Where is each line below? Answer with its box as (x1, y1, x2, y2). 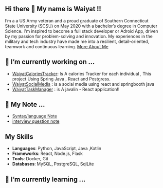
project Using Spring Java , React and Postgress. (12, 76, 111, 82)
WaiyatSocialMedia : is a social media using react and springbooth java (12, 81, 155, 87)
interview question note (12, 118, 60, 124)
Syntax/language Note (12, 113, 57, 119)
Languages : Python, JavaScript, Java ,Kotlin (12, 146, 102, 151)
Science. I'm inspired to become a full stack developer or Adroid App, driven (5, 28, 158, 34)
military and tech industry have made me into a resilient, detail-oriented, (5, 38, 149, 44)
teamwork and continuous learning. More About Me (5, 43, 109, 49)
